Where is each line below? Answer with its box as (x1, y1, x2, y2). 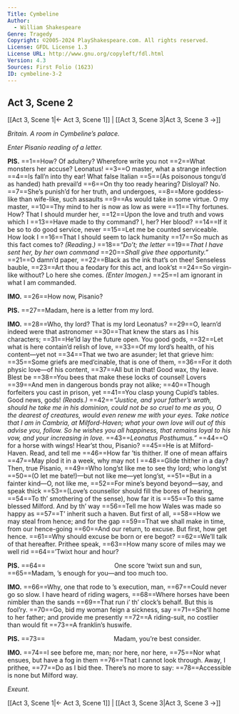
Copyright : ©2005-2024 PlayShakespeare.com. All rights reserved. (7, 37, 209, 44)
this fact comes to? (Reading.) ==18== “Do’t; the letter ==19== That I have (7, 241, 223, 249)
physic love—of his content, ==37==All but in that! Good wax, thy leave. (7, 366, 219, 374)
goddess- (195, 187, 224, 196)
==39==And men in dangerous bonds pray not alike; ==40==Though (7, 381, 210, 389)
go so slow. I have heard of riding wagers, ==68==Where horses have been (7, 590, 230, 599)
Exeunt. (7, 685, 30, 693)
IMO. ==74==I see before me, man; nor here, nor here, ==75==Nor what (7, 648, 220, 657)
